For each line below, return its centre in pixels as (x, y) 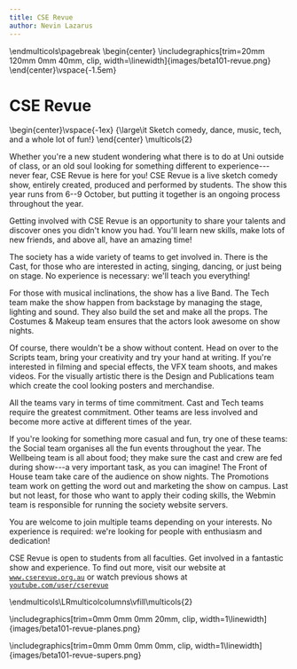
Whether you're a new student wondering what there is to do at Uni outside (147, 157)
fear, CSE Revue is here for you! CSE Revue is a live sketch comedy (155, 176)
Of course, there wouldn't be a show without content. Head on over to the (144, 348)
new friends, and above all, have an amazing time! (101, 240)
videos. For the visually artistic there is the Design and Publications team (142, 376)
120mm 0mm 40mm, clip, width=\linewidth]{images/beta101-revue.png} (140, 60)
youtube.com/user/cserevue (59, 586)
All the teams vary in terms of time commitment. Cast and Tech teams (137, 403)
